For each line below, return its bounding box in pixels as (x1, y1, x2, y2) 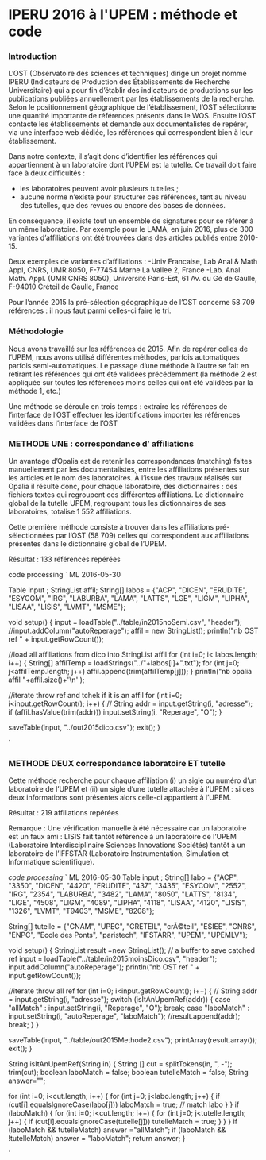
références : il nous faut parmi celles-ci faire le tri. (8, 306, 172, 315)
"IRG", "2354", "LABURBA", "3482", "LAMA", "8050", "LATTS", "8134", (8, 889, 237, 899)
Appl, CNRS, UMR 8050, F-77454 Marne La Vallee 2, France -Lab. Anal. (8, 265, 242, 275)
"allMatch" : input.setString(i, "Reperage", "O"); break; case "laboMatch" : (8, 1003, 250, 1013)
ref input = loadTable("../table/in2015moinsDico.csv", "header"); (8, 954, 218, 964)
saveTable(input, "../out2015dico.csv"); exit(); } (8, 723, 161, 732)
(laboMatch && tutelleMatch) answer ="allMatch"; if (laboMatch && (8, 1125, 226, 1135)
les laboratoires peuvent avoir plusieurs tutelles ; (19, 184, 179, 194)
